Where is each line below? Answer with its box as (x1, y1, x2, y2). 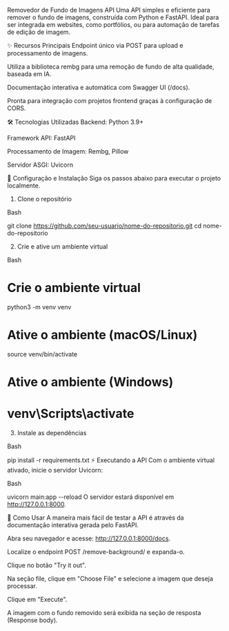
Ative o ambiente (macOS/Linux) (7, 327, 198, 343)
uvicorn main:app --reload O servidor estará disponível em (7, 493, 175, 501)
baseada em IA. (7, 70, 52, 78)
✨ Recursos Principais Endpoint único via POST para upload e (7, 42, 183, 49)
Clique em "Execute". (7, 595, 68, 603)
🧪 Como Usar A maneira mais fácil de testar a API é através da (7, 513, 184, 522)
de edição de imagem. (7, 28, 71, 36)
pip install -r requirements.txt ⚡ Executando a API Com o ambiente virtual (7, 456, 215, 464)
